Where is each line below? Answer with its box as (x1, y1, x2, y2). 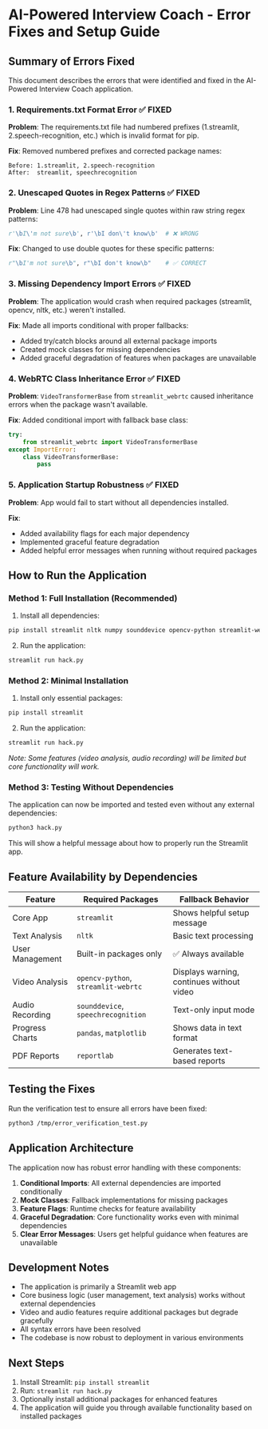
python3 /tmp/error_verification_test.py (8, 1119, 148, 1127)
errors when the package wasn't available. (8, 399, 148, 409)
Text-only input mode (172, 1004, 255, 1015)
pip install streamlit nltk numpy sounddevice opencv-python (8, 626, 216, 634)
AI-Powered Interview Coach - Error (8, 6, 251, 24)
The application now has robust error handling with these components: (8, 1163, 242, 1172)
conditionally (19, 1187, 62, 1196)
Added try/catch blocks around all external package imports (19, 336, 218, 346)
